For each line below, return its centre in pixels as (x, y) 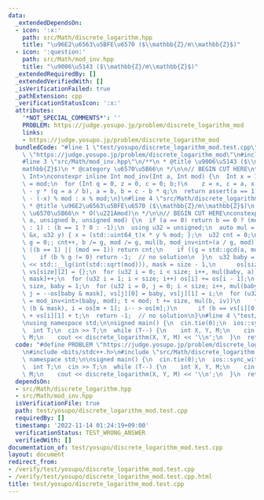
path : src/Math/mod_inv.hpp (68, 60)
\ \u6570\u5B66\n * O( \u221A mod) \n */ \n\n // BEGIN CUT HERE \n (126, 213)
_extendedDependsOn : (49, 23)
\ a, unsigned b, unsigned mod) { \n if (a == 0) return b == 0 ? (133, 220)
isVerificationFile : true (58, 404)
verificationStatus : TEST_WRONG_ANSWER (81, 433)
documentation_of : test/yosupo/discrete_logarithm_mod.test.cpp (115, 447)
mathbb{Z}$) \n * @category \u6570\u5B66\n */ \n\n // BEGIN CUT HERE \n (139, 169)
